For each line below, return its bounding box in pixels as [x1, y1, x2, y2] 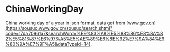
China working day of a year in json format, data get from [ [5, 20, 128, 26]
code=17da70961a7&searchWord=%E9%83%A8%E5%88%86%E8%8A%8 [5, 30, 163, 36]
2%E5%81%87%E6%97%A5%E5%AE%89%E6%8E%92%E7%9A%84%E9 [5, 36, 165, 42]
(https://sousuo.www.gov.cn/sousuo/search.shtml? [5, 25, 113, 31]
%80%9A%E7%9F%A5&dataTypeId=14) [5, 41, 91, 47]
